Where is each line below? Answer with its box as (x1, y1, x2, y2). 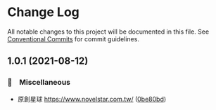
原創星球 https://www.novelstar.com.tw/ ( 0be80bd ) (17, 95, 167, 103)
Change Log (7, 4, 80, 20)
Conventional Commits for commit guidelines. (7, 34, 139, 43)
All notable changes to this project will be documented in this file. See (7, 27, 210, 36)
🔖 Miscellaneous (7, 78, 70, 88)
